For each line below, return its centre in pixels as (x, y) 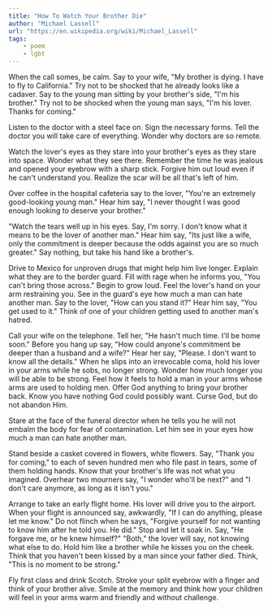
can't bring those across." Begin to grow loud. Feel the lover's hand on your (135, 285)
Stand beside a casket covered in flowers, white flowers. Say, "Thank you (131, 453)
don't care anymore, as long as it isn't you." (81, 488)
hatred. (20, 320)
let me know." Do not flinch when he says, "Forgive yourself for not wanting (135, 521)
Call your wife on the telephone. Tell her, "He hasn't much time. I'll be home (135, 335)
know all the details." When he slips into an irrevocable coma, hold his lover (134, 362)
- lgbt (34, 54)
